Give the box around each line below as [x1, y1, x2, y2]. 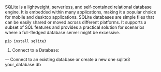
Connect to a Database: [12, 48, 59, 53]
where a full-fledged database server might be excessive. [5, 30, 120, 35]
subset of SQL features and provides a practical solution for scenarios [5, 24, 145, 30]
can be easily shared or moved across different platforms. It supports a [5, 19, 146, 25]
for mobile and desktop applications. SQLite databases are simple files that [5, 14, 154, 20]
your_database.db [5, 62, 41, 67]
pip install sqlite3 [5, 39, 47, 44]
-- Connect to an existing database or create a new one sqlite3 [5, 57, 131, 62]
